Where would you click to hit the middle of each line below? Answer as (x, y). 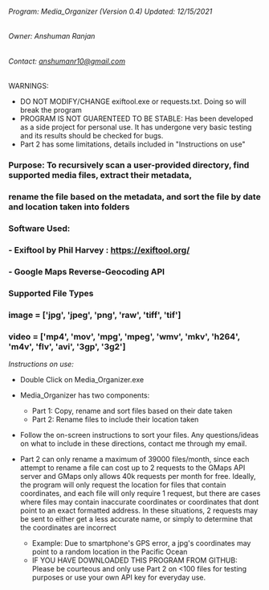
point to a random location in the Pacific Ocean (110, 552)
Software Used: (39, 229)
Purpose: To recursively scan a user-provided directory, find (129, 165)
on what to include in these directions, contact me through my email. (133, 444)
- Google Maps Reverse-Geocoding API (87, 272)
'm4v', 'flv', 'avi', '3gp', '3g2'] (67, 346)
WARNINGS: (29, 86)
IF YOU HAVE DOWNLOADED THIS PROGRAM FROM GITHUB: (135, 560)
